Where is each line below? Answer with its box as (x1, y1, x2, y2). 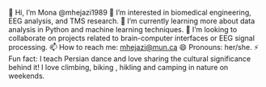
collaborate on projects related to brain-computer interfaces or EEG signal (8, 33, 255, 43)
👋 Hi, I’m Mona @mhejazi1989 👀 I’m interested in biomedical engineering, (8, 8, 252, 17)
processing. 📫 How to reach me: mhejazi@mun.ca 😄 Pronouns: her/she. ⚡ (8, 43, 259, 52)
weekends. (8, 71, 45, 81)
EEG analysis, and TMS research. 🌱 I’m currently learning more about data (8, 16, 255, 26)
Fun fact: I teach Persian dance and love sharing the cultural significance (8, 54, 251, 64)
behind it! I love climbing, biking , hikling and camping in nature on (8, 63, 229, 72)
